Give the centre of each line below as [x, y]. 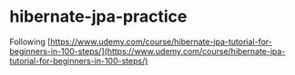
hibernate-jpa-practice [98, 17]
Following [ [30, 42]
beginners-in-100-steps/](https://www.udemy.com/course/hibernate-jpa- [147, 51]
